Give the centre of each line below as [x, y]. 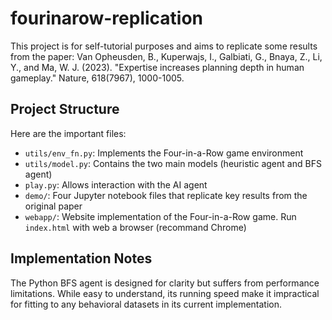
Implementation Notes [81, 258]
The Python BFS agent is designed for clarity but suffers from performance [165, 283]
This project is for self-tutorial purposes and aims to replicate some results [164, 46]
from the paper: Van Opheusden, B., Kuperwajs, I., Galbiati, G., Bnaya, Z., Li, [166, 56]
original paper [53, 206]
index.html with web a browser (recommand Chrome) [135, 227]
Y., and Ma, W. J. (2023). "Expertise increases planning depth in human [157, 67]
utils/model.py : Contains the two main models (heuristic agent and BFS [173, 163]
